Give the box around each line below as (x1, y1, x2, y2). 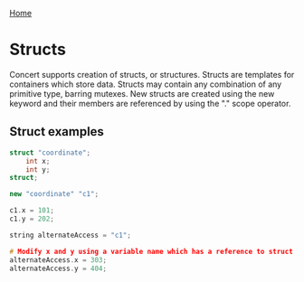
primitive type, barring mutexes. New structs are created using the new (9, 88, 275, 99)
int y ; (25, 164, 51, 174)
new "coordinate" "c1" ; (9, 190, 100, 199)
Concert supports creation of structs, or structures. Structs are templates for (9, 69, 295, 80)
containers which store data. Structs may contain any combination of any (9, 79, 282, 89)
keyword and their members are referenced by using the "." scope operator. (9, 98, 291, 108)
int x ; (25, 156, 51, 165)
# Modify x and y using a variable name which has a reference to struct (9, 247, 294, 256)
